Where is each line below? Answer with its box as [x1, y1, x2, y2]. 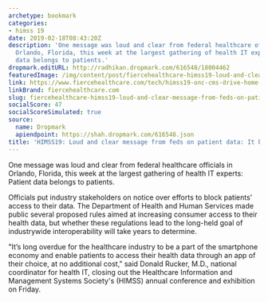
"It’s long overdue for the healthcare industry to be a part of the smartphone [8, 241, 258, 252]
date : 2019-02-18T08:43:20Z [8, 34, 102, 42]
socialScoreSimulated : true [8, 109, 102, 117]
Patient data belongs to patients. [8, 177, 115, 186]
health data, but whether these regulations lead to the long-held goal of [8, 217, 243, 228]
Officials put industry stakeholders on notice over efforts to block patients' [8, 193, 253, 202]
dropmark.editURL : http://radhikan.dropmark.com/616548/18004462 [8, 64, 230, 72]
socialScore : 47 [8, 101, 62, 109]
